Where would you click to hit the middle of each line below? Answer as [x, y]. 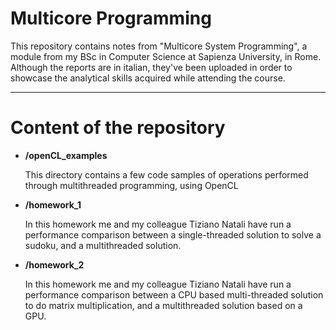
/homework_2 [54, 264]
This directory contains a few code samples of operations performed [166, 174]
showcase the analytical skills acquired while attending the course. [148, 78]
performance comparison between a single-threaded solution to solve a [173, 234]
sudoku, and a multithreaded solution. [103, 245]
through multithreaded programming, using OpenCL [131, 185]
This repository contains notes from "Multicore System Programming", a [159, 46]
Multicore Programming [111, 18]
